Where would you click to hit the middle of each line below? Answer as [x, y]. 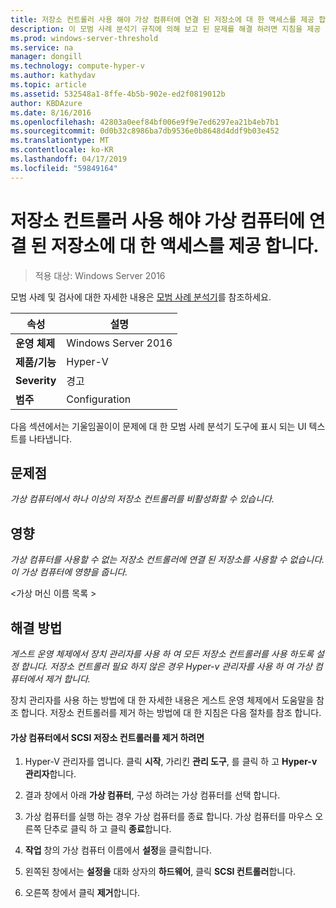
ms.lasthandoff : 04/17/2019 [69, 159]
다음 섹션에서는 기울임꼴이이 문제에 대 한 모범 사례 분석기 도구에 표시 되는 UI [158, 426]
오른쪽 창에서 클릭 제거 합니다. [82, 893]
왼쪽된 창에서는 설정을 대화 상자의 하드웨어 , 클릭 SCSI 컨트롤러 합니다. [160, 872]
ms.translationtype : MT [60, 141]
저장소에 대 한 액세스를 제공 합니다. [185, 245]
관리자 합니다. [50, 774]
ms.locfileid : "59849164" [64, 168]
